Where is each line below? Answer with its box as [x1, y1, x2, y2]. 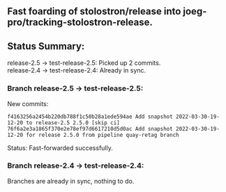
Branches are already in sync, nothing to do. [7, 177, 135, 185]
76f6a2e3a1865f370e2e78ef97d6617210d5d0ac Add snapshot [7, 125, 173, 132]
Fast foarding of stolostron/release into [7, 6, 181, 17]
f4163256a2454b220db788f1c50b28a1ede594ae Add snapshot [7, 113, 173, 120]
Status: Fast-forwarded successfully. [7, 143, 113, 152]
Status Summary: [7, 40, 85, 52]
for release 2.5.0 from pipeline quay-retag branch [25, 131, 179, 138]
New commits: [7, 99, 49, 108]
